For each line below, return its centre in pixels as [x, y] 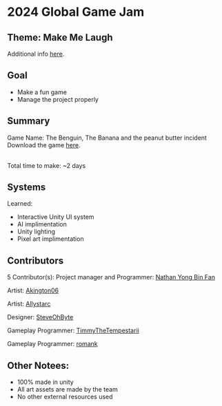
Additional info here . [36, 54]
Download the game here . [44, 145]
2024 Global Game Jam [76, 12]
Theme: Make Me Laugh [60, 38]
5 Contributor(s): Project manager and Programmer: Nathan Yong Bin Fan [111, 277]
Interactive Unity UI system [55, 217]
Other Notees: [38, 365]
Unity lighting [36, 232]
